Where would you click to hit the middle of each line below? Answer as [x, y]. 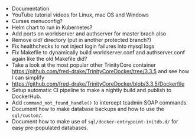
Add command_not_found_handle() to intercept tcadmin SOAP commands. [100, 102]
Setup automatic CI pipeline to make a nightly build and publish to [92, 90]
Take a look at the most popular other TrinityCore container [84, 65]
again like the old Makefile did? [49, 59]
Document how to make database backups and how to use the [88, 109]
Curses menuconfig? [37, 21]
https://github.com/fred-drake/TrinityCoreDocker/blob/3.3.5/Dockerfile [98, 84]
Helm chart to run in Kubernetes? [52, 27]
